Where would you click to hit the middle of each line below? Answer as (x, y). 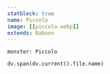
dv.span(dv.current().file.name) (56, 64)
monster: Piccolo (32, 52)
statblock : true (31, 13)
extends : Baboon (31, 33)
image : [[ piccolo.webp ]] (43, 26)
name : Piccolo (28, 20)
